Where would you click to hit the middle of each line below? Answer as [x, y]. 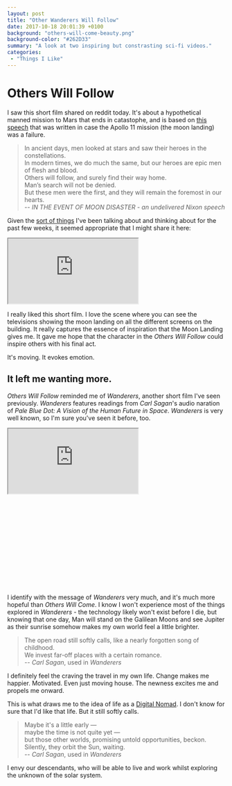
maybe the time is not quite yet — [72, 733]
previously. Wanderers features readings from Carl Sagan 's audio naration [114, 403]
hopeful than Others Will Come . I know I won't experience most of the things [116, 605]
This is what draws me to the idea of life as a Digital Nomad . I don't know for [116, 704]
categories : [24, 53]
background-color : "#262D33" [49, 40]
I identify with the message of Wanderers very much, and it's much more [111, 597]
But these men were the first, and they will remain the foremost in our [123, 192]
